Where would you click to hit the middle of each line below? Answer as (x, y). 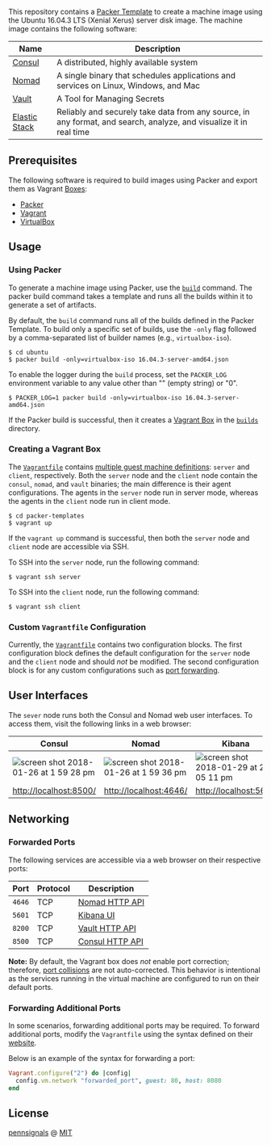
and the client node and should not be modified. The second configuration (134, 662)
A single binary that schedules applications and (146, 75)
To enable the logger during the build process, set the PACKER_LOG (118, 374)
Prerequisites (43, 161)
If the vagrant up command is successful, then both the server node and (129, 538)
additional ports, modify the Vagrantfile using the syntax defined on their (131, 1034)
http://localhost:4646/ (146, 791)
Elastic (25, 117)
